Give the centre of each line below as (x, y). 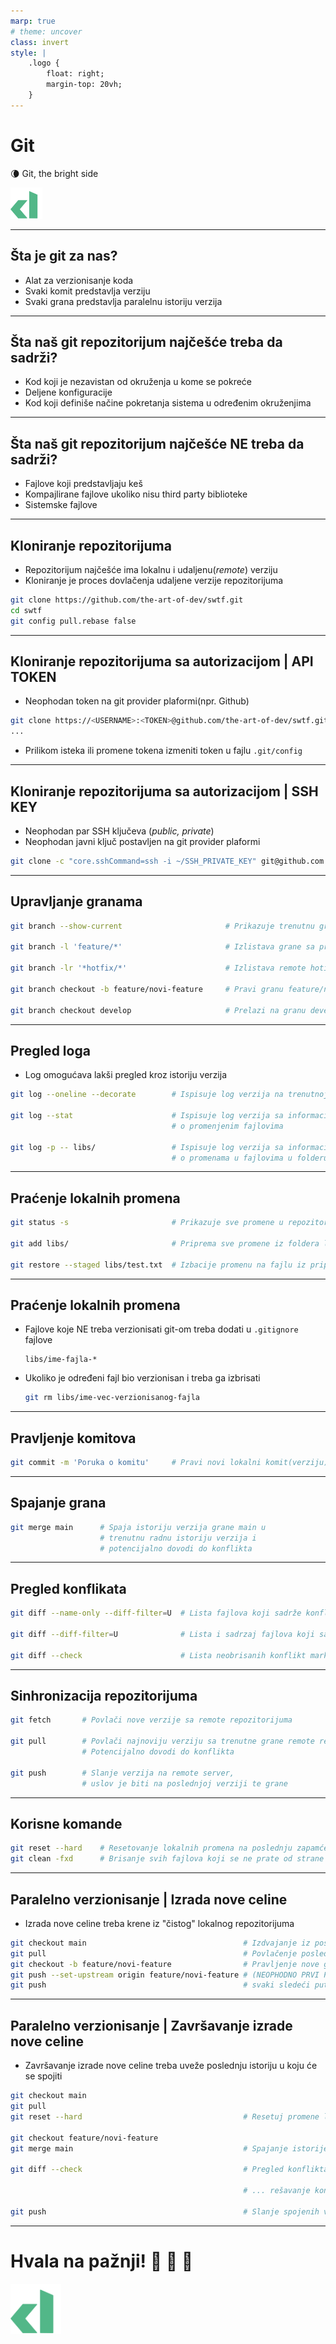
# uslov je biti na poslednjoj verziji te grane (184, 1783)
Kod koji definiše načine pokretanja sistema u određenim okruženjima (168, 403)
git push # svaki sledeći (160, 1985)
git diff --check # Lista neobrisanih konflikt (158, 1655)
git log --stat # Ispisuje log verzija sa (147, 1116)
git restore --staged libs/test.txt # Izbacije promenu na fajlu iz (158, 1265)
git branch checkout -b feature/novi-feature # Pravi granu (147, 989)
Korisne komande (66, 1823)
